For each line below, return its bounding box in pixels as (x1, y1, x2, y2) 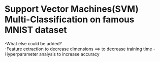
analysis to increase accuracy (39, 51, 99, 57)
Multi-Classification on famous (4, 14, 134, 25)
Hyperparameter (4, 51, 38, 57)
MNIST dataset (4, 25, 67, 35)
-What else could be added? (4, 40, 62, 46)
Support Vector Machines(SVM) (4, 3, 139, 15)
